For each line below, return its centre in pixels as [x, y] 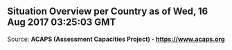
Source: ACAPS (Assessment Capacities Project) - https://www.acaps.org [116, 39]
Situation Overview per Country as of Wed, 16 [108, 11]
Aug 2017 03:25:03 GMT [62, 23]
